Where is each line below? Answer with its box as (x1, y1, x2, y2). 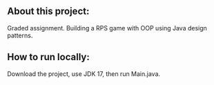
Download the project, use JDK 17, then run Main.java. (7, 69, 161, 78)
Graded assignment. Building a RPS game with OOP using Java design (7, 23, 207, 32)
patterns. (7, 31, 33, 39)
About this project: (7, 6, 90, 17)
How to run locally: (7, 51, 90, 63)
